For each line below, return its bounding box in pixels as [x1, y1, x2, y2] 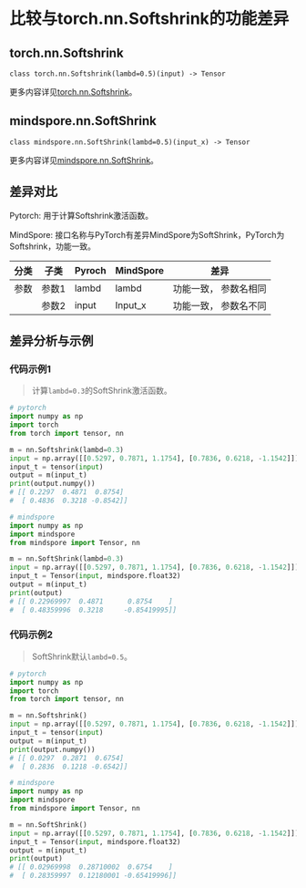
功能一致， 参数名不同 [172, 299, 267, 312]
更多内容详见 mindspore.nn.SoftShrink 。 [9, 154, 159, 165]
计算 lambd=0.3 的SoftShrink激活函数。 [31, 385, 172, 397]
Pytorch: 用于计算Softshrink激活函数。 [9, 210, 154, 221]
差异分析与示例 [9, 334, 94, 349]
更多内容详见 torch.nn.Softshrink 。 [9, 87, 138, 97]
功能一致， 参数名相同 [172, 282, 267, 294]
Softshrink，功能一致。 [9, 241, 96, 252]
